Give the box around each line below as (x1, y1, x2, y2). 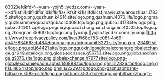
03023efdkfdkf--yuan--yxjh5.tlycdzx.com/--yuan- (5, 4, 106, 10)
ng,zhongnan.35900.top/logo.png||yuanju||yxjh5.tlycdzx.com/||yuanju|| (5, 30, 148, 35)
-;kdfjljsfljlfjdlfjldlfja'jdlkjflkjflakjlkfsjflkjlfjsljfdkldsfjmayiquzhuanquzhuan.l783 (5, 9, 158, 15)
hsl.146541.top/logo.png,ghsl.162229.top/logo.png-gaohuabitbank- (5, 66, 138, 71)
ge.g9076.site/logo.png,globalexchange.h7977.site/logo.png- (5, 55, 127, 61)
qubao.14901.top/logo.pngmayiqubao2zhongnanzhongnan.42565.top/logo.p (5, 25, 158, 30)
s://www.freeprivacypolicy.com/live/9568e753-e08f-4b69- (5, 35, 124, 40)
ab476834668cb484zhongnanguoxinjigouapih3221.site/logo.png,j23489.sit (5, 40, 157, 45)
